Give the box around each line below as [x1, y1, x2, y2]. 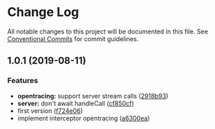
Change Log [7, 4, 79, 20]
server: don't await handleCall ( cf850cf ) [17, 99, 134, 107]
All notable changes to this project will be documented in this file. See [7, 27, 209, 36]
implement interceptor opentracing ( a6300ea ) [17, 114, 151, 122]
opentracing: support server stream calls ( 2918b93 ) [17, 91, 169, 100]
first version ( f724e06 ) [17, 106, 83, 115]
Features [7, 76, 39, 86]
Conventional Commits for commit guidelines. [7, 34, 139, 43]
